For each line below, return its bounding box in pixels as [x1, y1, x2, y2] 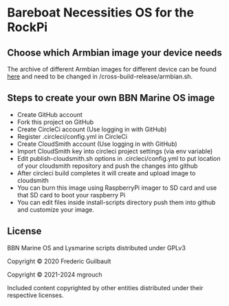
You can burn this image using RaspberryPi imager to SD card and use [17, 184, 217, 192]
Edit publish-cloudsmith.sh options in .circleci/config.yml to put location [17, 154, 221, 162]
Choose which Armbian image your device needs [7, 47, 222, 58]
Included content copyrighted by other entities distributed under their [7, 283, 204, 292]
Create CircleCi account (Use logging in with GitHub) [17, 125, 167, 133]
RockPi [7, 19, 48, 35]
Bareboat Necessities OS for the [7, 5, 195, 21]
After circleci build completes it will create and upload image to [17, 168, 196, 177]
